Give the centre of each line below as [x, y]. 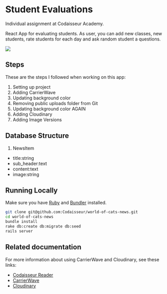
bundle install [21, 222]
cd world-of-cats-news [29, 217]
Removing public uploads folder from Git [55, 103]
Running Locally [31, 190]
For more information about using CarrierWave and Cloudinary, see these [82, 259]
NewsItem [23, 148]
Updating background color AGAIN [49, 109]
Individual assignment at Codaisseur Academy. [55, 24]
